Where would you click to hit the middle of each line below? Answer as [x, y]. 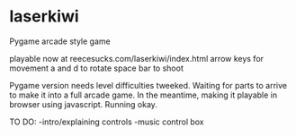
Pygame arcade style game [60, 41]
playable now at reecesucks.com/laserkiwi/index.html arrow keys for [136, 58]
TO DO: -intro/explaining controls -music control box [107, 122]
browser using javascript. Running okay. [83, 104]
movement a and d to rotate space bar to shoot [97, 68]
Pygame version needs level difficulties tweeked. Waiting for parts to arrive [148, 85]
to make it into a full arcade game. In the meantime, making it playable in [143, 95]
